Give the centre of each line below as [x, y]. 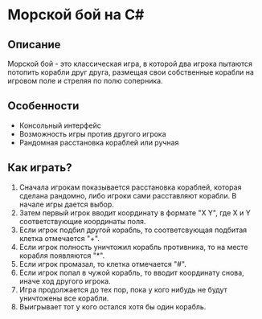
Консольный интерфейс [60, 125]
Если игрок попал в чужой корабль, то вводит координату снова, [131, 272]
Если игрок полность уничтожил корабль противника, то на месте [133, 247]
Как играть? [40, 168]
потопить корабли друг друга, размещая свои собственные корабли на [131, 72]
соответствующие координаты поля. [82, 221]
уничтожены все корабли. [64, 298]
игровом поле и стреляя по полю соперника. [85, 81]
